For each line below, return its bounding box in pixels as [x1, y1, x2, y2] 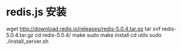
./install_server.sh [6, 38, 49, 45]
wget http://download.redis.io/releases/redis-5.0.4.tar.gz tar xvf [6, 25, 161, 32]
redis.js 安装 [6, 5, 67, 19]
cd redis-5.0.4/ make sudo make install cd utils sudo [34, 31, 162, 38]
